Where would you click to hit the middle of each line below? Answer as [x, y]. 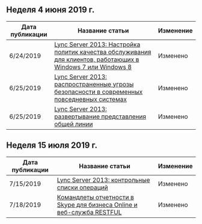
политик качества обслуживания [103, 52]
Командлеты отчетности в [95, 197]
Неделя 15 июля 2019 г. [52, 146]
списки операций [82, 187]
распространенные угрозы [94, 84]
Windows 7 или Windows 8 [93, 67]
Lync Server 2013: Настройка [97, 44]
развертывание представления [100, 117]
